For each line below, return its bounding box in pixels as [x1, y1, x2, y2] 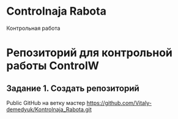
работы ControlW [6, 59, 100, 73]
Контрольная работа [6, 24, 61, 32]
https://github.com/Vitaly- [86, 99, 152, 106]
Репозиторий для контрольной [6, 46, 173, 60]
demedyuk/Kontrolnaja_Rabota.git [6, 106, 92, 113]
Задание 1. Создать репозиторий [6, 83, 139, 93]
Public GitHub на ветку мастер [6, 99, 86, 106]
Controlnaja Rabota [6, 4, 107, 18]
